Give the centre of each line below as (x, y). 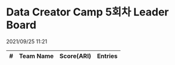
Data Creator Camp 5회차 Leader (87, 12)
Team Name (36, 56)
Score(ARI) (75, 56)
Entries (107, 56)
